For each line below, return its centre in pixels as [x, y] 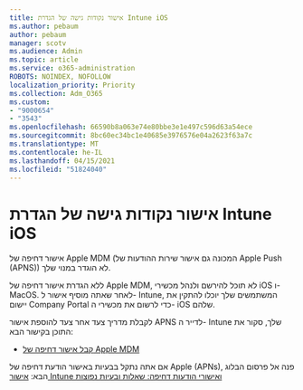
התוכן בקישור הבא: [42, 332]
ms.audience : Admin [46, 52]
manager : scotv [38, 43]
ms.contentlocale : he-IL [56, 152]
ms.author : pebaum [44, 26]
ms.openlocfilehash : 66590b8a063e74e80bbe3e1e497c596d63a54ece [131, 128]
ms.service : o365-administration [72, 69]
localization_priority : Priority [72, 85]
